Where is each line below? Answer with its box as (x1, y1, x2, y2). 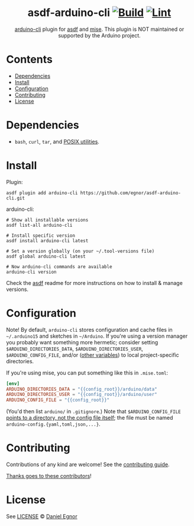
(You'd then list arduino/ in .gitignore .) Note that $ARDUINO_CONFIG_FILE (6, 408, 182, 415)
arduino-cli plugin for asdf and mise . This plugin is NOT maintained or (14, 26, 185, 33)
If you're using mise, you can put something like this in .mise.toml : (6, 369, 169, 376)
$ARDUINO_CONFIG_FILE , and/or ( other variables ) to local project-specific (6, 351, 179, 359)
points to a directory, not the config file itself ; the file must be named (6, 414, 173, 422)
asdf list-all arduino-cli (6, 222, 73, 228)
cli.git (6, 195, 25, 201)
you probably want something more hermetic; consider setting (6, 338, 159, 346)
